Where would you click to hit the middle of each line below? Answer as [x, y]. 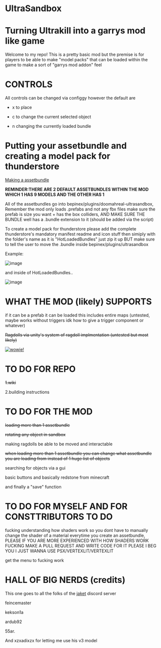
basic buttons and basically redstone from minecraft [57, 477]
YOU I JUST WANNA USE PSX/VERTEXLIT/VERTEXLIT [59, 551]
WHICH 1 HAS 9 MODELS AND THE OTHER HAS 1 [55, 194]
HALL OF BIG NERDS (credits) [65, 580]
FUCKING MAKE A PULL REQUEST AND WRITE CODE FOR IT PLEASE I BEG [81, 545]
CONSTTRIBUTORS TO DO [59, 517]
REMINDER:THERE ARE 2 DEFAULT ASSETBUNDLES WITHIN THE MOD [77, 189]
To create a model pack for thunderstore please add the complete [71, 229]
